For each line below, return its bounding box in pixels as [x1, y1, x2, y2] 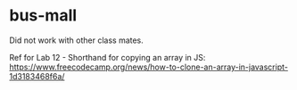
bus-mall [9, 5, 78, 26]
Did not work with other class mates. [9, 35, 144, 45]
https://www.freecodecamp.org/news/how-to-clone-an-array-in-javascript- [9, 61, 288, 72]
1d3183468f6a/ [9, 70, 65, 81]
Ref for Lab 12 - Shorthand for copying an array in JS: [9, 52, 206, 62]
